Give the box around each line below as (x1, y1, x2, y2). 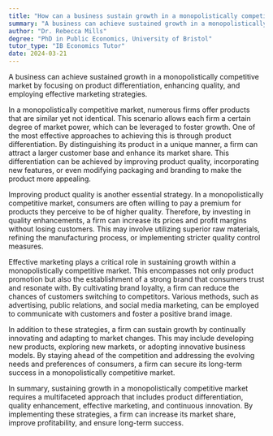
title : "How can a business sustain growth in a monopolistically (8, 11, 238, 20)
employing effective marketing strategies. (8, 89, 148, 98)
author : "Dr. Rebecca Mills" (8, 27, 107, 35)
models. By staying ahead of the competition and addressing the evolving (8, 351, 255, 360)
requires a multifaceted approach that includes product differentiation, (8, 392, 244, 402)
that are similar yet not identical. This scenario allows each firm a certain (8, 114, 251, 123)
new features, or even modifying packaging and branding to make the (8, 166, 242, 175)
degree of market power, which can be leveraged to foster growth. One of (8, 123, 256, 132)
